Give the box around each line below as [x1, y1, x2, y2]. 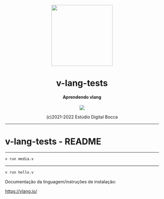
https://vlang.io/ [5, 188, 38, 194]
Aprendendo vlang [62, 94, 102, 100]
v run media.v [5, 156, 34, 161]
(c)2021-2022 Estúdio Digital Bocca [46, 114, 118, 120]
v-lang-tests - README [5, 136, 102, 147]
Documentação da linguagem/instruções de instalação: [5, 179, 116, 185]
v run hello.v [5, 170, 34, 175]
